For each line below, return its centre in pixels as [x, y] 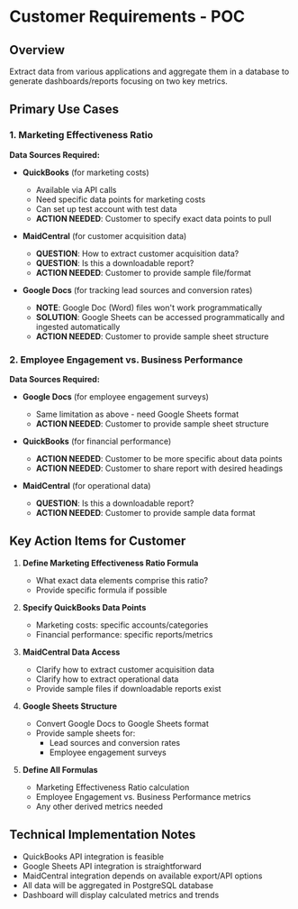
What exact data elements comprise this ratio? [122, 580]
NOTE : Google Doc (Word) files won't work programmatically [149, 308]
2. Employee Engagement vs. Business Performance [126, 360]
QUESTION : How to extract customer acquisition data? [137, 253]
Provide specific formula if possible [101, 590]
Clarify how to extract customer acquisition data [125, 669]
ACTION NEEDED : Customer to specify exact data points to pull [154, 218]
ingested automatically [78, 326]
